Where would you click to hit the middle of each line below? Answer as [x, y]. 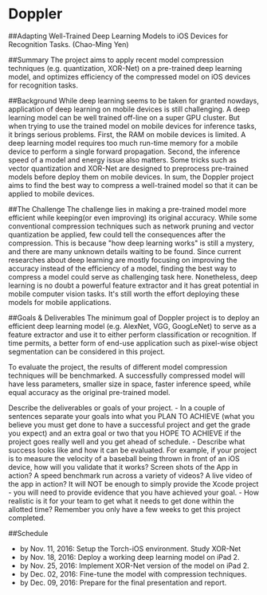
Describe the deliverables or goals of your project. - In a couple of [117, 408]
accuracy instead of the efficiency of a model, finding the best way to [122, 268]
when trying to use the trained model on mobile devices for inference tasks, [132, 126]
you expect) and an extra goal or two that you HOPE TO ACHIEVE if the [125, 433]
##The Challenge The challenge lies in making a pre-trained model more [128, 209]
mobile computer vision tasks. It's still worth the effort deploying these [124, 294]
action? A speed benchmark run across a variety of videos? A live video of [130, 476]
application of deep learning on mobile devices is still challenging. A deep [129, 109]
